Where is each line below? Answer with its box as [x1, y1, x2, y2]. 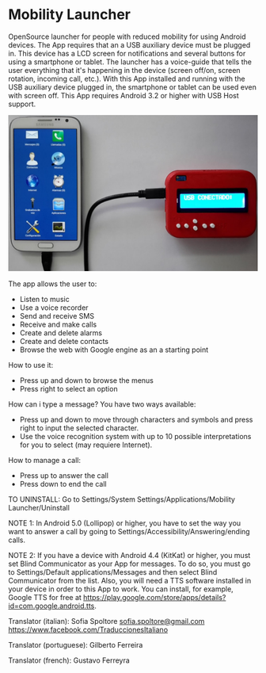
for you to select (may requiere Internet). [19, 440, 153, 449]
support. [8, 99, 36, 109]
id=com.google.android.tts [8, 601, 95, 610]
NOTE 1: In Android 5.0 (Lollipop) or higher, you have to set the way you [8, 518, 241, 528]
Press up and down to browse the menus [19, 375, 154, 385]
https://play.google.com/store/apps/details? [82, 592, 226, 602]
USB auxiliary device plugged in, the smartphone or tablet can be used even [8, 82, 257, 92]
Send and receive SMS [19, 311, 95, 320]
